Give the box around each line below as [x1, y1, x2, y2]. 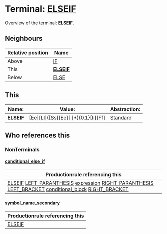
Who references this [5, 131, 70, 139]
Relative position [7, 49, 48, 56]
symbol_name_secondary [5, 200, 60, 206]
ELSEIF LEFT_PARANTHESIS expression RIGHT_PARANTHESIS [7, 180, 154, 187]
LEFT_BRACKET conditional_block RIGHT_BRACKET [7, 186, 129, 193]
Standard [110, 114, 132, 121]
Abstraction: [110, 106, 141, 113]
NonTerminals [5, 146, 40, 153]
